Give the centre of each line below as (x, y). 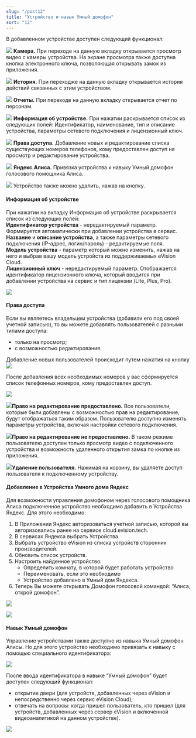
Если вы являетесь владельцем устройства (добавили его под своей (93, 318)
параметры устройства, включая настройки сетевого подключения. (92, 425)
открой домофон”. (37, 592)
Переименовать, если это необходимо (72, 573)
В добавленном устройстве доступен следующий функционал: (85, 39)
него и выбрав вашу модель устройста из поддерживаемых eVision (91, 256)
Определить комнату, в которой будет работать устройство (98, 567)
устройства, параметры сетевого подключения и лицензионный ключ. (95, 131)
